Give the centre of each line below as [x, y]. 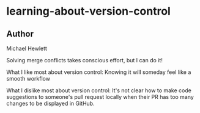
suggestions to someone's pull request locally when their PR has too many [100, 97]
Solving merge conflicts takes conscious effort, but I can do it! [85, 60]
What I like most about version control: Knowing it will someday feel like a [99, 72]
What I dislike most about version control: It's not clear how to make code [99, 90]
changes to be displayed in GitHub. [50, 103]
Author [20, 34]
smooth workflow [28, 78]
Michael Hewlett [27, 48]
